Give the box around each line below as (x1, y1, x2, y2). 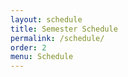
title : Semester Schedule (10, 24, 118, 34)
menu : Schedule (10, 52, 74, 62)
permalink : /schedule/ (10, 33, 105, 43)
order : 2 (10, 42, 47, 53)
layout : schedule (10, 14, 83, 25)
